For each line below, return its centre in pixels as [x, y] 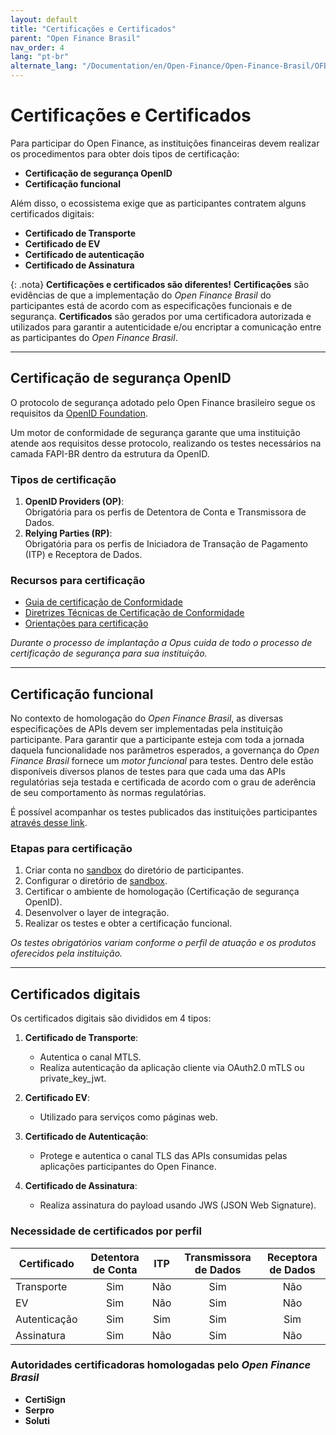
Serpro [39, 1410]
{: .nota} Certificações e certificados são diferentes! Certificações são [160, 284]
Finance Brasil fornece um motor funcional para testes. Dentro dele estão [162, 761]
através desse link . [49, 823]
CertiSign [45, 1399]
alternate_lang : [44, 66]
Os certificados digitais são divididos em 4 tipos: [111, 1018]
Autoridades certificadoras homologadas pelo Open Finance [161, 1365]
